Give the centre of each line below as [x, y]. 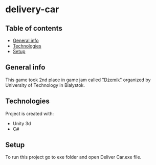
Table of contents [34, 28]
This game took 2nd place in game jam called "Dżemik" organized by [78, 80]
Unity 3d [22, 123]
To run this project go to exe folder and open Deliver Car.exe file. [73, 157]
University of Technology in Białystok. [45, 85]
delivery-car [32, 9]
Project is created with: [30, 113]
